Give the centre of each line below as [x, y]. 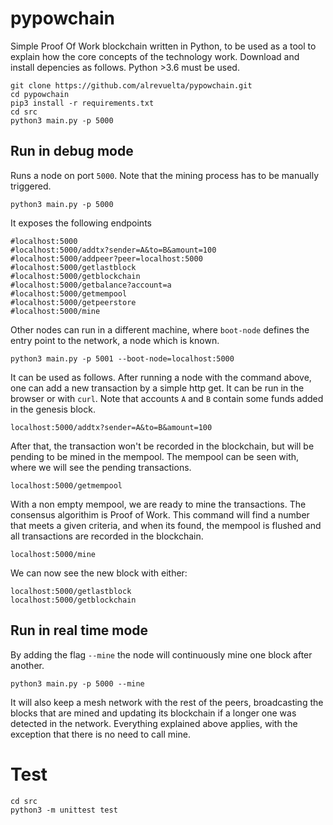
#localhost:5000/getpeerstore [73, 302]
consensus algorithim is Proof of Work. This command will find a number [160, 514]
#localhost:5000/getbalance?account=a [91, 285]
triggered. [31, 186]
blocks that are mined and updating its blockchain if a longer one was [153, 713]
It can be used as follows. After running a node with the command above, [161, 377]
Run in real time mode [79, 630]
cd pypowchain [40, 94]
